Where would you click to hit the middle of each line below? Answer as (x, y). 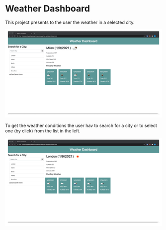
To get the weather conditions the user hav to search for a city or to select (81, 125)
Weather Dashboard (48, 9)
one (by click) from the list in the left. (43, 131)
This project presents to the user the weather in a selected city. (70, 22)
